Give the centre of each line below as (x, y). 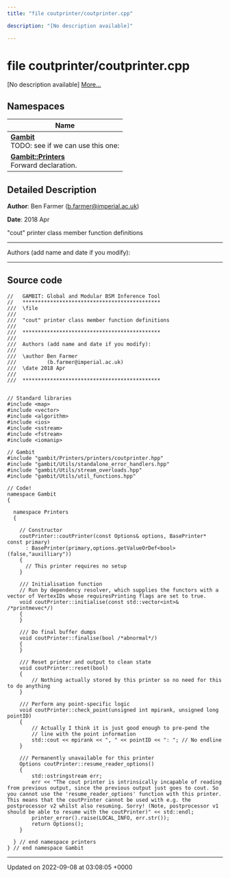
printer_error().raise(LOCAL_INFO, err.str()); (101, 818)
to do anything (29, 686)
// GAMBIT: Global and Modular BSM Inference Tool (84, 296)
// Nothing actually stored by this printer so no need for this (127, 680)
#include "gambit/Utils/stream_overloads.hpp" (75, 470)
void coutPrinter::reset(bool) (64, 668)
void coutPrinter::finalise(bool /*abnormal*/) (88, 638)
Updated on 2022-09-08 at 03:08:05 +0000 (70, 867)
